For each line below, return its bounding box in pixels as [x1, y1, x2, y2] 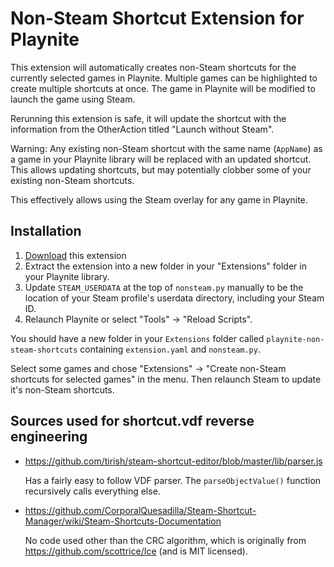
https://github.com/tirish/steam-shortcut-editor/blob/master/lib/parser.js [24, 455, 323, 467]
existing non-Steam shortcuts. [10, 174, 135, 186]
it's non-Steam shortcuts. [10, 383, 115, 396]
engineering [10, 428, 88, 446]
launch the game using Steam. [10, 93, 136, 105]
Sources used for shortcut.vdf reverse [10, 413, 255, 430]
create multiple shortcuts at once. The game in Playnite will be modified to [10, 82, 316, 94]
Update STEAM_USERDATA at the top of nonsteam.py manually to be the [24, 281, 304, 293]
